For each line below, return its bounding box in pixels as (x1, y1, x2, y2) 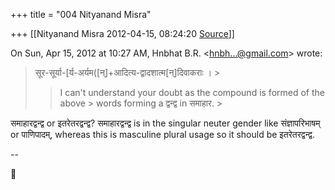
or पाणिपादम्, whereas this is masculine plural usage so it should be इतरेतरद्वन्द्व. (10, 129, 315, 140)
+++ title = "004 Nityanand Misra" (10, 9, 152, 20)
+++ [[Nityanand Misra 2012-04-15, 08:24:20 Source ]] (10, 28, 235, 39)
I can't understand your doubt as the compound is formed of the (59, 87, 325, 98)
